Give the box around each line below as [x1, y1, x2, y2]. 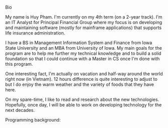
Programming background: [5, 117, 61, 122]
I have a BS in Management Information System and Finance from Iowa [5, 40, 152, 46]
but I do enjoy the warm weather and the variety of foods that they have [5, 81, 154, 87]
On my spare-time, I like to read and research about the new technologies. [5, 96, 159, 102]
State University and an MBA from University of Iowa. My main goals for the [5, 45, 162, 51]
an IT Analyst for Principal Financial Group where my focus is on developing [5, 20, 162, 25]
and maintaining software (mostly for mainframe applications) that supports [5, 25, 162, 31]
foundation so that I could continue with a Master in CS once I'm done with [5, 56, 160, 62]
